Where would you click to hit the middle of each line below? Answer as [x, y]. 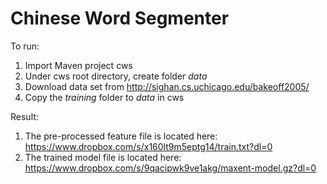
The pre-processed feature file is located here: [121, 136]
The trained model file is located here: [103, 157]
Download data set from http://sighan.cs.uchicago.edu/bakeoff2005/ [167, 86]
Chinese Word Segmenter [120, 18]
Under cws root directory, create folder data [116, 76]
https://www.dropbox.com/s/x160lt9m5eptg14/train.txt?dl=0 [148, 146]
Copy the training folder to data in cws [104, 97]
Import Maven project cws [78, 65]
